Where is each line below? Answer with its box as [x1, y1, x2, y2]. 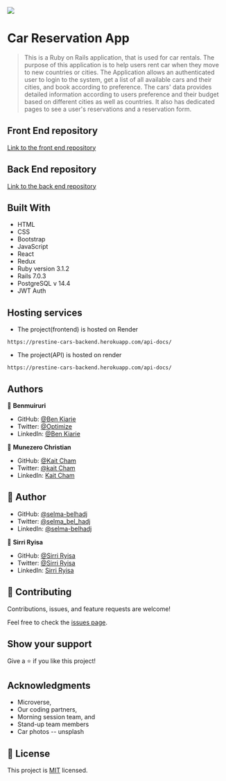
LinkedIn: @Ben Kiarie [17, 430, 81, 438]
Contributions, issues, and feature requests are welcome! [7, 604, 171, 613]
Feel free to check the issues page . [7, 618, 107, 626]
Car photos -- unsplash [17, 728, 85, 736]
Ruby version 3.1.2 [17, 264, 70, 273]
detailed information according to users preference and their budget [24, 90, 220, 98]
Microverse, [17, 698, 52, 707]
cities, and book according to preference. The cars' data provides [24, 83, 212, 91]
